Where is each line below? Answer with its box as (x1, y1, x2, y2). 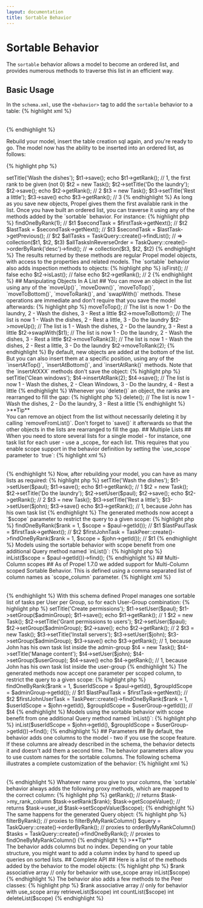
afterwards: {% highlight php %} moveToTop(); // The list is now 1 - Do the (6, 303, 191, 310)
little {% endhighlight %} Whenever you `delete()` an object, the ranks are (6, 387, 190, 395)
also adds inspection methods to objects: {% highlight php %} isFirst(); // (6, 265, 188, 272)
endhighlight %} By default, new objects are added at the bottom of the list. (6, 349, 195, 356)
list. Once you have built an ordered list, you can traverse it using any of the (6, 207, 195, 214)
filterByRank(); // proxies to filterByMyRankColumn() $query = (6, 818, 161, 825)
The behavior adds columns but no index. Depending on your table (6, 843, 173, 850)
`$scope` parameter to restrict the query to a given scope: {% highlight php (6, 516, 195, 523)
